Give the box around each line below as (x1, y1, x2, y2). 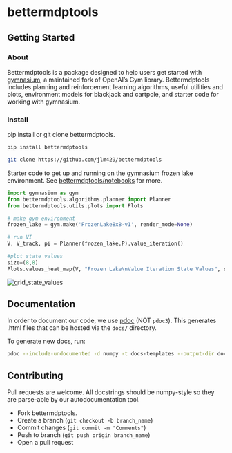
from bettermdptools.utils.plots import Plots (7, 202, 144, 210)
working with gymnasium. (7, 98, 81, 106)
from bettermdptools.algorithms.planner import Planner (7, 196, 171, 203)
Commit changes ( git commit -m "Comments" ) (17, 423, 146, 432)
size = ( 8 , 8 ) (7, 259, 39, 266)
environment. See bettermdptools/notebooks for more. (7, 176, 163, 184)
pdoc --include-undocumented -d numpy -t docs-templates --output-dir (7, 351, 215, 358)
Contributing (7, 369, 64, 381)
